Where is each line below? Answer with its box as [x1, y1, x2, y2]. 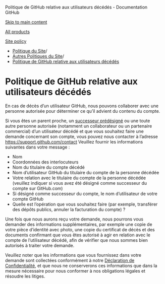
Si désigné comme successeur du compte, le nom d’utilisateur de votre [12, 191, 158, 197]
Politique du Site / [12, 48, 48, 54]
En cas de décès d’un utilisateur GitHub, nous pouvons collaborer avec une [5, 103, 159, 109]
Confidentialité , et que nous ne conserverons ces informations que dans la [5, 263, 158, 269]
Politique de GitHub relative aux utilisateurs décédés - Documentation [5, 4, 148, 10]
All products [5, 29, 30, 34]
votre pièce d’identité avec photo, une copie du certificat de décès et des [5, 226, 155, 232]
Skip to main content [5, 19, 48, 25]
